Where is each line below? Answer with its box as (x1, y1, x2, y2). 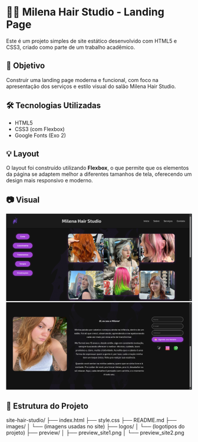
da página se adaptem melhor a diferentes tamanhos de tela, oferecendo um (6, 171, 192, 178)
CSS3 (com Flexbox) (14, 125, 65, 132)
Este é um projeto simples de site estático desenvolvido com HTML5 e (6, 37, 177, 44)
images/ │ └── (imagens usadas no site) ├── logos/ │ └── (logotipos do (6, 423, 185, 430)
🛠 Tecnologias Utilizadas (6, 100, 101, 111)
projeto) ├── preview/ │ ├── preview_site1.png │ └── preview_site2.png (6, 429, 184, 436)
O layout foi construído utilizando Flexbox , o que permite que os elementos (6, 165, 189, 172)
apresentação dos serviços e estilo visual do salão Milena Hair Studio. (6, 83, 176, 90)
